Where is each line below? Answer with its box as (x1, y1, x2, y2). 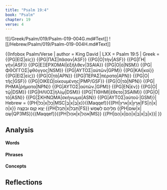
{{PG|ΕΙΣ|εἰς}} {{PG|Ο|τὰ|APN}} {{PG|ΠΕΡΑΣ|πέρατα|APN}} (5, 73, 132, 79)
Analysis (5, 126, 34, 134)
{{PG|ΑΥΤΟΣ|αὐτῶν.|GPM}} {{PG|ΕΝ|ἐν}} (51, 84, 140, 90)
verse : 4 (5, 21, 24, 27)
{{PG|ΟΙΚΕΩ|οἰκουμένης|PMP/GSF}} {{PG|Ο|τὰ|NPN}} (27, 78, 142, 84)
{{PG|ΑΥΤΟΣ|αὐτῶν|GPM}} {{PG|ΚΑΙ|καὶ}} (64, 67, 154, 74)
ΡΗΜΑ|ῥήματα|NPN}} (5, 84, 51, 90)
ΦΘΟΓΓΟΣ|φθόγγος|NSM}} (5, 67, 64, 74)
